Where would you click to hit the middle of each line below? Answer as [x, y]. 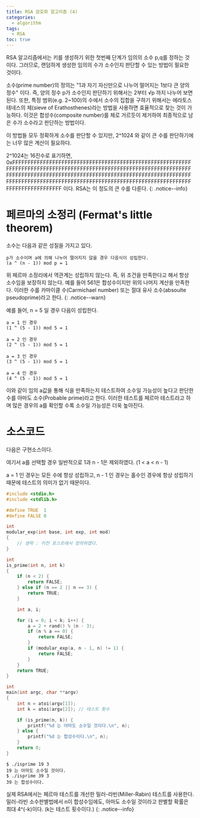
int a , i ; [29, 609]
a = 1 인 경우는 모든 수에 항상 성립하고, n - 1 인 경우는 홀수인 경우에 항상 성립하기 [100, 475]
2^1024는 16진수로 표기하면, [39, 156]
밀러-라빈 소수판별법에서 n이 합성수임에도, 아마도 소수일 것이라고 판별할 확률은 [98, 801]
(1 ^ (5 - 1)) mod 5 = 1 [37, 328]
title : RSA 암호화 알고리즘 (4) [42, 12]
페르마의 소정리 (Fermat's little [79, 215]
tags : [13, 28]
